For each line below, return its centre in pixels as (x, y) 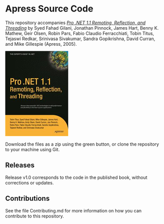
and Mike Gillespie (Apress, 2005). (41, 44)
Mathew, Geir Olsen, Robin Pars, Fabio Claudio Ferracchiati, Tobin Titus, (80, 33)
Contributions (27, 199)
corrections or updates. (29, 183)
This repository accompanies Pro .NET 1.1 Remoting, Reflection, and (75, 23)
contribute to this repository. (35, 216)
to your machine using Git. (32, 149)
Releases (20, 165)
